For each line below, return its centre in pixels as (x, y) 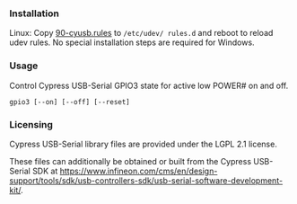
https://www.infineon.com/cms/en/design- (139, 171)
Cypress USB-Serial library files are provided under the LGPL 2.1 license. (144, 144)
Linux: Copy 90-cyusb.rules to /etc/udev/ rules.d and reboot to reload (141, 33)
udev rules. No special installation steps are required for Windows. (132, 42)
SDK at (45, 171)
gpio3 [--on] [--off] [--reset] (70, 102)
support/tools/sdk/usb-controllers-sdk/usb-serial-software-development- (146, 180)
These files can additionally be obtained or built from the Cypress (131, 161)
